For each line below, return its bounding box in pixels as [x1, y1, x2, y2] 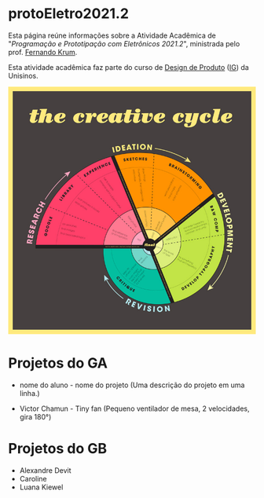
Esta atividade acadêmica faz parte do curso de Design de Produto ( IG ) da [8, 62, 249, 71]
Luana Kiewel [19, 482, 64, 492]
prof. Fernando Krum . [8, 47, 78, 57]
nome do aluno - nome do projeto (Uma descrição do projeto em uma [19, 380, 245, 390]
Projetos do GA [8, 354, 108, 372]
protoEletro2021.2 [8, 5, 130, 23]
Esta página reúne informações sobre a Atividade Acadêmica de [8, 31, 216, 40]
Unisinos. [8, 71, 38, 80]
